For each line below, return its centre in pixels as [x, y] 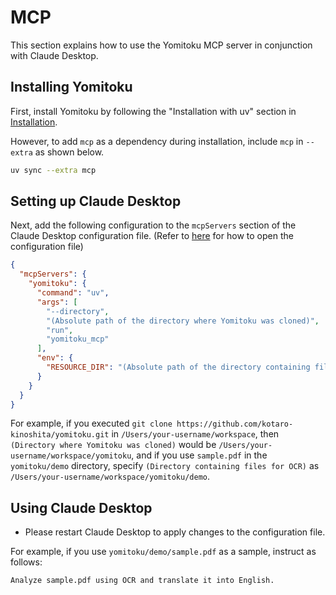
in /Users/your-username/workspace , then [195, 434]
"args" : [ [57, 302]
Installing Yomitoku [71, 87]
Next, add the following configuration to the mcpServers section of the [153, 225]
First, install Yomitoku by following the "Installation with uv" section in [153, 111]
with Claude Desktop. [54, 55]
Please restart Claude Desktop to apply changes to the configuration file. [175, 532]
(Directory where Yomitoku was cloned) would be [113, 445]
